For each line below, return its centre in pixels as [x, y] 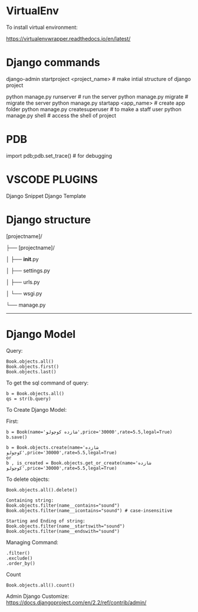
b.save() [17, 437]
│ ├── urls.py [23, 282]
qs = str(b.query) [29, 399]
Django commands [53, 63]
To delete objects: [28, 479]
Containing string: [30, 500]
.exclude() [19, 558]
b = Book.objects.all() [35, 393]
